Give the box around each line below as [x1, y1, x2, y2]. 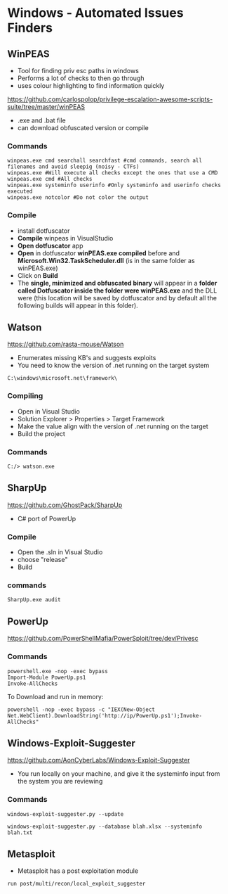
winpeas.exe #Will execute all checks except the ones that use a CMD [7, 170, 218, 177]
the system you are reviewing [17, 777, 103, 786]
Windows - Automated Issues [7, 5, 184, 21]
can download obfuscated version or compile [17, 124, 149, 132]
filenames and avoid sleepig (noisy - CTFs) [7, 163, 140, 170]
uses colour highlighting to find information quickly [17, 82, 165, 89]
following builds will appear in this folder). [17, 301, 138, 309]
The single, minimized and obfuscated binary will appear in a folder [17, 279, 217, 287]
